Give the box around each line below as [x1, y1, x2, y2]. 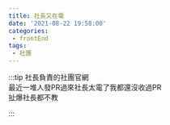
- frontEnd [11, 34, 49, 43]
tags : [8, 42, 27, 50]
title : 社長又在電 [8, 11, 65, 20]
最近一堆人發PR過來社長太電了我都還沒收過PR [8, 82, 162, 92]
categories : [8, 27, 49, 35]
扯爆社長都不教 [8, 93, 58, 102]
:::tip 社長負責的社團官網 [8, 73, 89, 81]
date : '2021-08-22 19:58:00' [8, 19, 107, 27]
